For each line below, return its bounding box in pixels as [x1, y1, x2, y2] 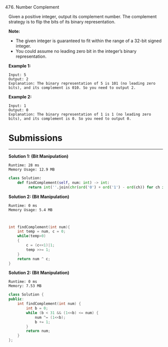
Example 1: [8, 63, 31, 69]
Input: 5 [8, 73, 26, 77]
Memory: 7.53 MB [8, 284, 42, 289]
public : [8, 297, 24, 302]
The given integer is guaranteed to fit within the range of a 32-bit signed [15, 38, 162, 44]
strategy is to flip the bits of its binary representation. [8, 19, 116, 25]
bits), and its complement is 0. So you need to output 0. [8, 116, 132, 121]
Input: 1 [8, 103, 26, 108]
